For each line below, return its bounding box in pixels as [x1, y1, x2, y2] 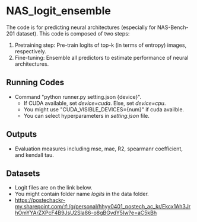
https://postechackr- [14, 197, 66, 204]
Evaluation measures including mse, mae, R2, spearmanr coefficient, [14, 145, 183, 152]
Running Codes [6, 78, 64, 88]
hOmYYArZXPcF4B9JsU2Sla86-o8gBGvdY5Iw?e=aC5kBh [14, 209, 157, 217]
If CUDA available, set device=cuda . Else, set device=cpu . [23, 99, 166, 107]
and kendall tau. [14, 151, 55, 158]
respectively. [14, 47, 46, 54]
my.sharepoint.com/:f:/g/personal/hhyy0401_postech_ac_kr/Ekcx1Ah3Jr [14, 203, 191, 210]
